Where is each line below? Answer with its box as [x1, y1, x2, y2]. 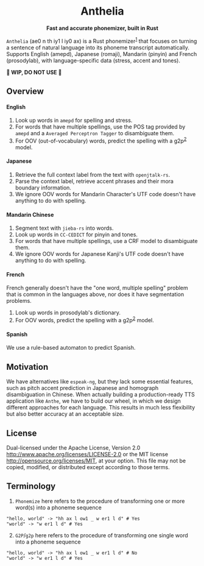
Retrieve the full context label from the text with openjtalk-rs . [15, 171, 171, 179]
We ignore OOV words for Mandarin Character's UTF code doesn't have [15, 191, 196, 198]
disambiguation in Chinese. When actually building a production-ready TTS [6, 391, 195, 398]
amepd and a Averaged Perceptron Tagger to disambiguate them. [15, 130, 175, 137]
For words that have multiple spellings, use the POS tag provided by [15, 123, 186, 130]
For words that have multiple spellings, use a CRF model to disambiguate [15, 238, 198, 245]
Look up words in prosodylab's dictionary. [15, 309, 121, 316]
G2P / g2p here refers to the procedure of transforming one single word [15, 531, 189, 539]
